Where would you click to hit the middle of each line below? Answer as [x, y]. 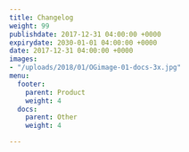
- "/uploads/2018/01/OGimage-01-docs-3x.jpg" [95, 68]
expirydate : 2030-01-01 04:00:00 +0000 [83, 42]
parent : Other [51, 117]
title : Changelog [41, 17]
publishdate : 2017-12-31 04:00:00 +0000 [86, 34]
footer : [32, 84]
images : [24, 59]
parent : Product [56, 92]
